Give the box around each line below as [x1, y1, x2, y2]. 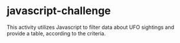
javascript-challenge [6, 4, 111, 18]
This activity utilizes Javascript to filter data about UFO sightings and [6, 24, 175, 31]
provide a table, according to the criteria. [6, 29, 106, 37]
